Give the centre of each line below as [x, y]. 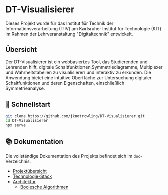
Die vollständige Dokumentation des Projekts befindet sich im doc [73, 156]
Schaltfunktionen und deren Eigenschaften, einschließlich [65, 83]
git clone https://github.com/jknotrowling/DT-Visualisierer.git [75, 116]
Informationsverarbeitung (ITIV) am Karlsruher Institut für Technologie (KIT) [83, 28]
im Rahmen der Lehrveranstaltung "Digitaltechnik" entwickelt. [69, 34]
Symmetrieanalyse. [25, 88]
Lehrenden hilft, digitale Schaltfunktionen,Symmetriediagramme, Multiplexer [84, 67]
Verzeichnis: [18, 161]
